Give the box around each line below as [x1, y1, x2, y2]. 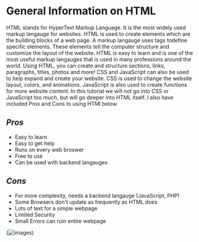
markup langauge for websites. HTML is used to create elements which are [6, 30, 191, 37]
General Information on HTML [6, 4, 156, 18]
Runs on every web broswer [14, 146, 85, 153]
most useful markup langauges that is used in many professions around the [6, 56, 191, 63]
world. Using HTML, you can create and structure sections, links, [6, 62, 166, 69]
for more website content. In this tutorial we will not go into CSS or [6, 87, 169, 94]
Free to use [14, 152, 43, 160]
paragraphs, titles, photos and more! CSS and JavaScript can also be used [6, 68, 189, 75]
